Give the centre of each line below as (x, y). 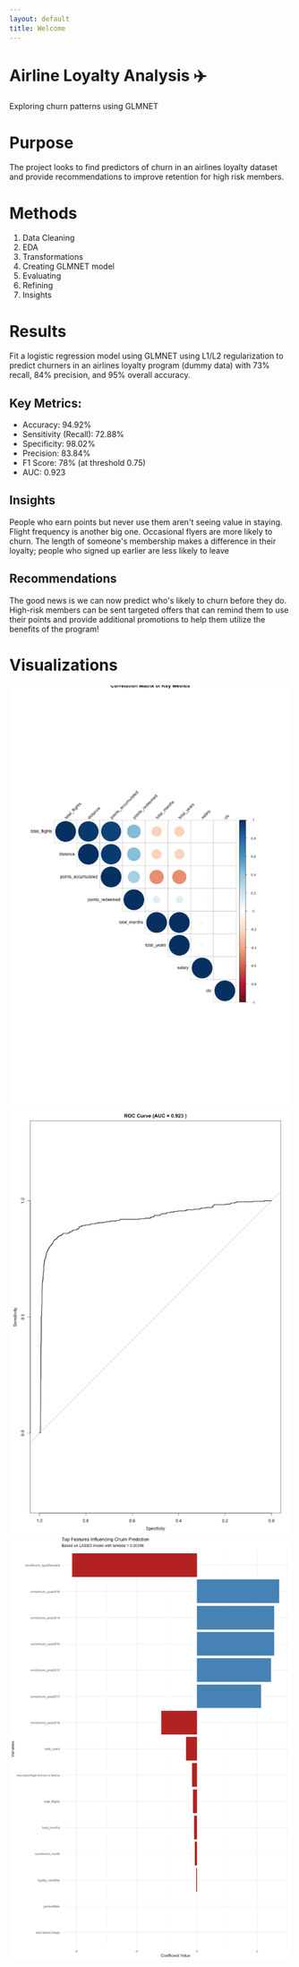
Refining (38, 286)
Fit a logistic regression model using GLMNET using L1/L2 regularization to (146, 356)
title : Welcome (38, 28)
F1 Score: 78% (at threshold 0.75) (84, 463)
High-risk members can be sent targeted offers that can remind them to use (149, 610)
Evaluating (42, 276)
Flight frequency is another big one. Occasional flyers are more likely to (141, 531)
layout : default (39, 19)
